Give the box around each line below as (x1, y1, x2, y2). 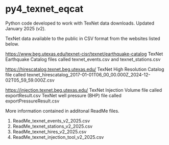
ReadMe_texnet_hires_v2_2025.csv (12, 129, 87, 135)
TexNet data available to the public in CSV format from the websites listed (5, 35, 160, 42)
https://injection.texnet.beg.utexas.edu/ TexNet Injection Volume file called (5, 87, 162, 93)
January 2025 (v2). (5, 25, 46, 31)
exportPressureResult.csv (5, 98, 60, 104)
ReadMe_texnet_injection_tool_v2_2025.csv (12, 134, 104, 140)
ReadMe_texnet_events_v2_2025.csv (12, 117, 90, 123)
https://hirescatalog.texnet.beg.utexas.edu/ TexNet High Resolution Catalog (5, 66, 164, 72)
